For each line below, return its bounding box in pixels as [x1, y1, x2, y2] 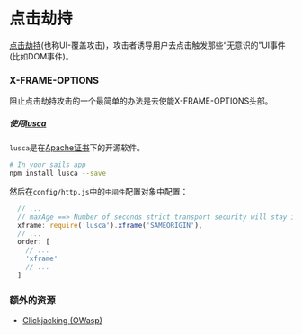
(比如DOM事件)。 [9, 50, 74, 61]
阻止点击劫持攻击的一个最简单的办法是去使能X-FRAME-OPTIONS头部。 [9, 95, 273, 106]
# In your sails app [9, 160, 87, 169]
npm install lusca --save [9, 168, 106, 178]
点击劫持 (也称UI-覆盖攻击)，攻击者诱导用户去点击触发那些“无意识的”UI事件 [9, 40, 286, 50]
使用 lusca [9, 118, 47, 129]
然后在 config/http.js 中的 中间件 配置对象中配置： [9, 186, 189, 196]
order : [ [17, 238, 50, 247]
